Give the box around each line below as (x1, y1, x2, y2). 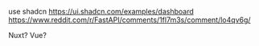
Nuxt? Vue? (8, 31, 47, 40)
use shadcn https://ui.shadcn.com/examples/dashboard (8, 7, 195, 16)
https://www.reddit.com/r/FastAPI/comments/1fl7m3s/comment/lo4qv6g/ (8, 15, 251, 25)
